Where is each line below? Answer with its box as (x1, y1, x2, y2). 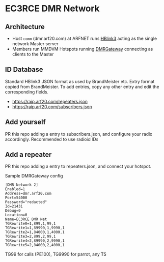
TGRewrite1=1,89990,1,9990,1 (5, 226, 65, 231)
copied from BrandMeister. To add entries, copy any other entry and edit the (5, 84, 160, 89)
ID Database (5, 65, 43, 74)
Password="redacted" (5, 200, 48, 204)
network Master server (12, 41, 59, 47)
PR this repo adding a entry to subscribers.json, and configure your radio (5, 131, 153, 137)
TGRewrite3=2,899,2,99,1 (5, 234, 56, 239)
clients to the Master (12, 51, 54, 57)
